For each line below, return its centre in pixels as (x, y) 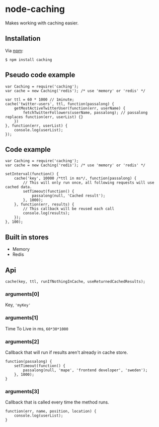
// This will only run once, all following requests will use (89, 183)
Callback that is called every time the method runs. (57, 402)
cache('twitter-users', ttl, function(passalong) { (60, 104)
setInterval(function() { (32, 174)
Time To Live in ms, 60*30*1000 (37, 328)
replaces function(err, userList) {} (44, 117)
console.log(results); (46, 213)
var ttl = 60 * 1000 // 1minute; (40, 100)
